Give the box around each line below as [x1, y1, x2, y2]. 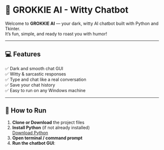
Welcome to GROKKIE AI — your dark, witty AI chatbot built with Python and [5, 20, 159, 26]
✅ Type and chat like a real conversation [5, 76, 86, 82]
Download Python [12, 130, 48, 135]
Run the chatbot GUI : [12, 140, 56, 146]
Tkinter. [5, 25, 20, 31]
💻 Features [5, 50, 41, 58]
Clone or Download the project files [12, 119, 84, 125]
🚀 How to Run [5, 107, 47, 115]
